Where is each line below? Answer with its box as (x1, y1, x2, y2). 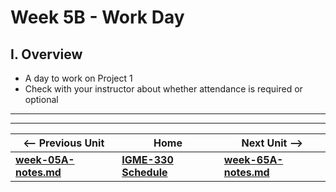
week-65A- (223, 153, 284, 166)
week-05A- (15, 153, 75, 166)
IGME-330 (121, 153, 174, 166)
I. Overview (10, 46, 83, 63)
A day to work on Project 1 (24, 72, 133, 84)
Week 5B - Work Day (10, 6, 185, 29)
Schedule (121, 166, 168, 179)
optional (24, 94, 59, 105)
